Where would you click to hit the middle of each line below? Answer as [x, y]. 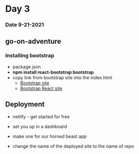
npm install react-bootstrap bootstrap [53, 72]
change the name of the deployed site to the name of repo [73, 146]
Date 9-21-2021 [25, 25]
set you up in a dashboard [40, 126]
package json [27, 67]
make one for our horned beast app [50, 136]
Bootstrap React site [41, 88]
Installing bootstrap [30, 55]
